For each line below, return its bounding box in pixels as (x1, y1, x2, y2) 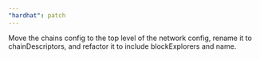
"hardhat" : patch (8, 11, 66, 20)
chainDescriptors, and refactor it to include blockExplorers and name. (8, 41, 237, 51)
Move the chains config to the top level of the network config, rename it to (8, 33, 253, 42)
